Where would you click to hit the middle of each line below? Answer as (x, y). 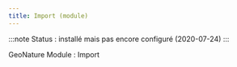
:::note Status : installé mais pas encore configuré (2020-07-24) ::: (119, 39)
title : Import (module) (49, 16)
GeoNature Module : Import (54, 54)
